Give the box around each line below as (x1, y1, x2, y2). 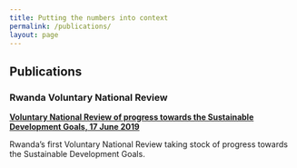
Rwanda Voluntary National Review (9, 91, 168, 104)
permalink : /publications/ (9, 22, 112, 31)
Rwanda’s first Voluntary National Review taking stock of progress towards (9, 139, 289, 150)
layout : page (9, 30, 59, 39)
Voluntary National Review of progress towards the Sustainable (9, 112, 254, 123)
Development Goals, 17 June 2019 (9, 122, 140, 133)
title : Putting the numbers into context (9, 13, 169, 23)
